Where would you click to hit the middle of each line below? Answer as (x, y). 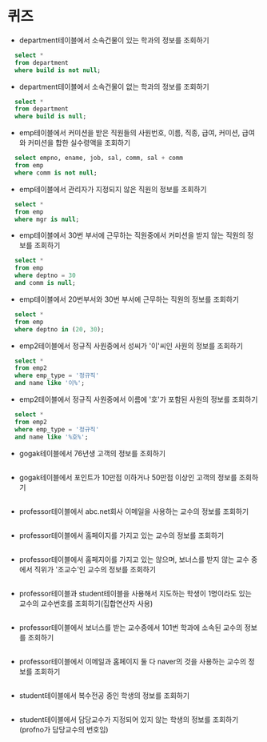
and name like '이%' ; (50, 383)
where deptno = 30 (46, 276)
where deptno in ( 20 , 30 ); (60, 329)
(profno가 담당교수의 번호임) (64, 729)
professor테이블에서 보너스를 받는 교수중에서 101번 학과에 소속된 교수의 (131, 627)
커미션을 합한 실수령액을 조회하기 (79, 143)
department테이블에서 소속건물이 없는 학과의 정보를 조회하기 (114, 86)
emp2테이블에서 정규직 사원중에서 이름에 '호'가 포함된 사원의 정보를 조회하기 (138, 399)
